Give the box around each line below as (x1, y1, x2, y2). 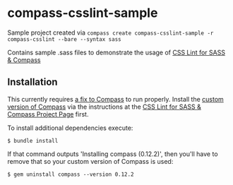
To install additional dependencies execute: (7, 124, 133, 132)
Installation (7, 76, 58, 88)
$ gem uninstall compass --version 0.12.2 (7, 171, 134, 178)
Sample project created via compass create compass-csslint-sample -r (7, 28, 214, 37)
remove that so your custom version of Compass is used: (7, 157, 174, 165)
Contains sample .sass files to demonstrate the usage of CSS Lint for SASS (7, 48, 226, 56)
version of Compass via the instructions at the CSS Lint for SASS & (7, 102, 201, 111)
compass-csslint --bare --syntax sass (7, 35, 121, 43)
